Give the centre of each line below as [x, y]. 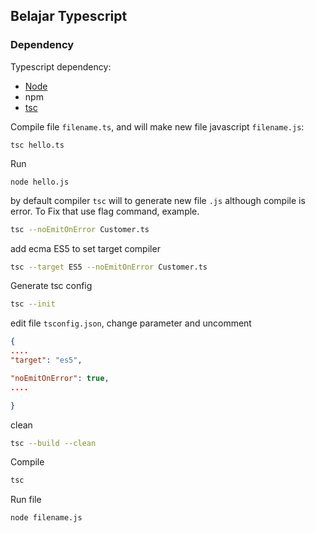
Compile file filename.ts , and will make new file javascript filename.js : [157, 126]
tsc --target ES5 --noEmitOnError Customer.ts [109, 267]
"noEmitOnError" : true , [60, 378]
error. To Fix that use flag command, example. [105, 211]
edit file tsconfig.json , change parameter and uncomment [131, 323]
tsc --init [33, 304]
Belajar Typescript [69, 16]
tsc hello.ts [37, 145]
